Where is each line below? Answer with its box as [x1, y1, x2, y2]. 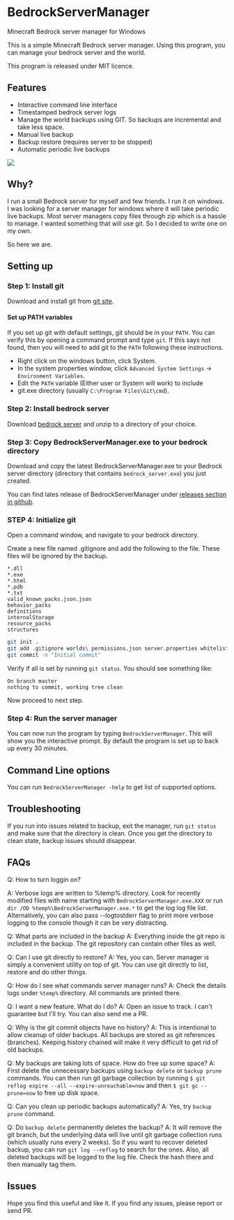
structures [7, 626, 39, 634]
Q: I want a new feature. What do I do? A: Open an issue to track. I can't [7, 1002, 212, 1011]
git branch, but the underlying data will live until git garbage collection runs [7, 1130, 222, 1138]
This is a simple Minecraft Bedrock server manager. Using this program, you [7, 40, 226, 49]
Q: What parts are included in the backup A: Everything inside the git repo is [7, 932, 225, 940]
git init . [7, 639, 39, 646]
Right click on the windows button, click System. [17, 357, 157, 365]
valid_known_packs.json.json [7, 596, 92, 603]
